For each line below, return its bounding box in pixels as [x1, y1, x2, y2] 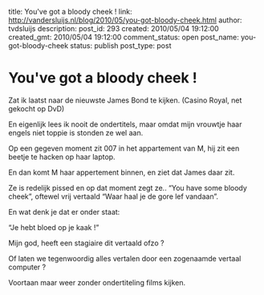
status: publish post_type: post [70, 41, 172, 51]
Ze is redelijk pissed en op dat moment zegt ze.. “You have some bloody [8, 183, 247, 192]
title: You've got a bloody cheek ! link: [8, 7, 132, 16]
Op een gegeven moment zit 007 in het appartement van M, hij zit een [8, 143, 240, 153]
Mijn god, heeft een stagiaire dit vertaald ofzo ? [8, 238, 164, 248]
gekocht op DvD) [8, 103, 65, 113]
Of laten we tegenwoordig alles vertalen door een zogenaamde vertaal [8, 253, 242, 263]
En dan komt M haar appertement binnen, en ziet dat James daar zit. [8, 168, 235, 177]
